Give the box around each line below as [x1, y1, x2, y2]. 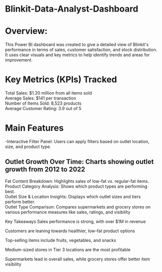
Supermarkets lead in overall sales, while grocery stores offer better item [5, 256, 150, 262]
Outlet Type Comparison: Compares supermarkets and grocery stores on [5, 204, 151, 209]
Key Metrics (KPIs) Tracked [5, 74, 117, 85]
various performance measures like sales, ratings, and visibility [5, 209, 131, 215]
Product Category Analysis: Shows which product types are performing [5, 183, 147, 189]
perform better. [5, 199, 35, 205]
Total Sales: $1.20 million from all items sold [5, 90, 92, 96]
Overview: [5, 26, 48, 37]
